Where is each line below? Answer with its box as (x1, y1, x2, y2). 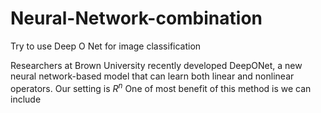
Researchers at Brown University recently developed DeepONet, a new (10, 59, 303, 71)
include (10, 93, 42, 105)
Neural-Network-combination (10, 7, 263, 30)
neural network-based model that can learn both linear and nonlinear (10, 70, 295, 82)
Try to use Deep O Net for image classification (10, 40, 202, 52)
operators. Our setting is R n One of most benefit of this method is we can (10, 80, 312, 94)
